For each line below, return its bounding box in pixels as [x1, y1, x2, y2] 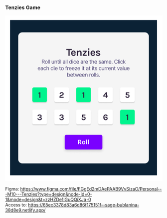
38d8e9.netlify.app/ [5, 207, 46, 213]
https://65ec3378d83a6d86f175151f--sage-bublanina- [28, 202, 140, 208]
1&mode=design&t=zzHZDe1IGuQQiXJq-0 [5, 196, 91, 202]
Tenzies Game [5, 4, 41, 11]
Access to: [5, 202, 27, 208]
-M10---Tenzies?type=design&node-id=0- [5, 191, 92, 197]
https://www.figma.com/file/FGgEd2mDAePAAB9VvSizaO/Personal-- [20, 186, 162, 192]
